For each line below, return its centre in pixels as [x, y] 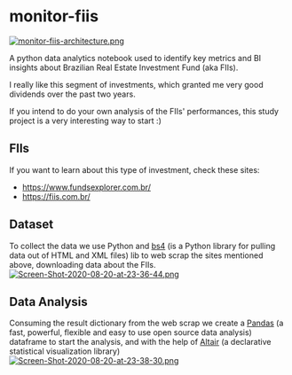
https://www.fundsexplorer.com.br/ [86, 187]
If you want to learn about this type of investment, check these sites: [134, 169]
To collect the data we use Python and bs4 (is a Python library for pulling [142, 246]
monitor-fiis [54, 16]
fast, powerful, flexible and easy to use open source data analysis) [131, 332]
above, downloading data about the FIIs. [83, 264]
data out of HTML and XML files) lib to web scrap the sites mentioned [136, 255]
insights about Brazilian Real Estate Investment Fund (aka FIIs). [124, 67]
